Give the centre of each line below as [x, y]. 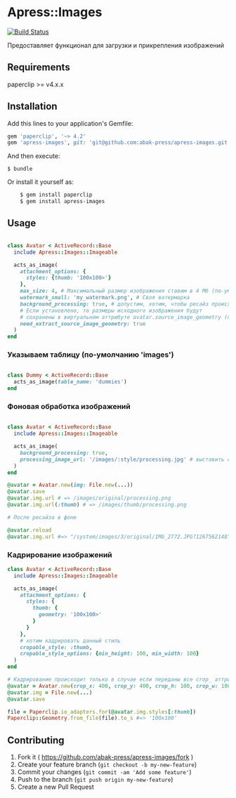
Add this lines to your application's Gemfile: [70, 123]
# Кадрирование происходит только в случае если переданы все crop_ [110, 680]
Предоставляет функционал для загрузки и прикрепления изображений [116, 45]
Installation [32, 106]
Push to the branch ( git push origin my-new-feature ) [95, 780]
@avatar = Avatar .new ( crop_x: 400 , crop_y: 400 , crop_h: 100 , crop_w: [113, 686]
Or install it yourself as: [40, 182]
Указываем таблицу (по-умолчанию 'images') [91, 355]
